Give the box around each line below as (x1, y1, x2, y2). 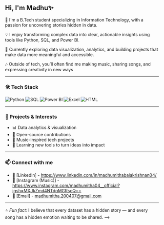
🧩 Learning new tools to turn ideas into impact (12, 142, 105, 148)
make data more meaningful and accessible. (5, 51, 94, 58)
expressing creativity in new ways (5, 66, 73, 72)
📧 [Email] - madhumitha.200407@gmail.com (12, 193, 102, 199)
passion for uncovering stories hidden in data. (5, 22, 98, 28)
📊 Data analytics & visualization (12, 124, 77, 131)
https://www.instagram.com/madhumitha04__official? (12, 183, 120, 188)
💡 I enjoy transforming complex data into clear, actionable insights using (5, 31, 150, 37)
